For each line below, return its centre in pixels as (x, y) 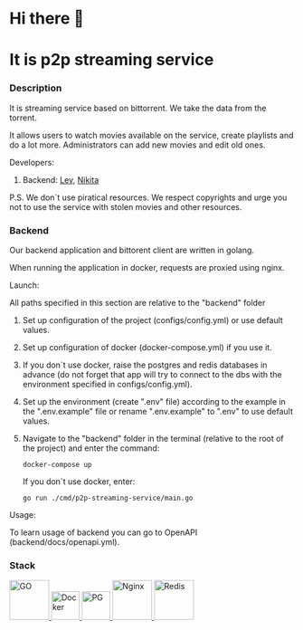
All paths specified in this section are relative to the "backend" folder (137, 302)
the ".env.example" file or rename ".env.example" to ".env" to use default (158, 411)
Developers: (32, 162)
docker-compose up (57, 464)
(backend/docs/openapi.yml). (65, 541)
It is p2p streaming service (112, 60)
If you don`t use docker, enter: (79, 481)
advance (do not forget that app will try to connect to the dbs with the (152, 374)
